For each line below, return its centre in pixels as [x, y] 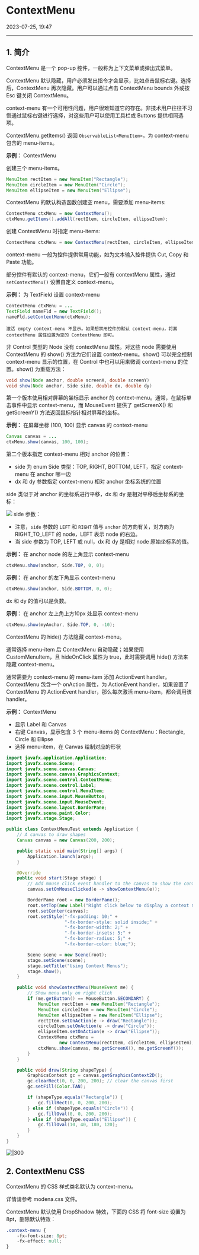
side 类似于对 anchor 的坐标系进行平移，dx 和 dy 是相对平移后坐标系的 [92, 494]
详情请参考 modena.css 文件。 [44, 1199]
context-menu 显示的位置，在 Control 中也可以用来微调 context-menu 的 [95, 361]
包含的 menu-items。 [32, 142]
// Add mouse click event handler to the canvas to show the [105, 884]
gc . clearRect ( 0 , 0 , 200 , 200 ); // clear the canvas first [100, 1081]
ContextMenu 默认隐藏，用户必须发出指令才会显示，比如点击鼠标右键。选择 [99, 80]
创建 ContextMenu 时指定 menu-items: [53, 231]
